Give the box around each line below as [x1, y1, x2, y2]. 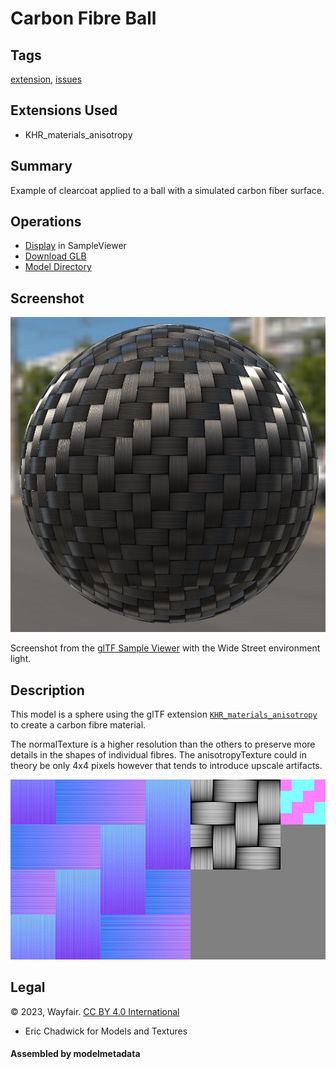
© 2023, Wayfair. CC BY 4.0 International [10, 1005, 180, 1017]
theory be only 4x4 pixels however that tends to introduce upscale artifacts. [10, 760, 323, 772]
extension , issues [10, 73, 83, 85]
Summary [10, 158, 73, 175]
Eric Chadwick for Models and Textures [24, 1025, 188, 1037]
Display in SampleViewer [24, 240, 127, 252]
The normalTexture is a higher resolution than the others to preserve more [10, 738, 316, 751]
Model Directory [24, 261, 92, 273]
